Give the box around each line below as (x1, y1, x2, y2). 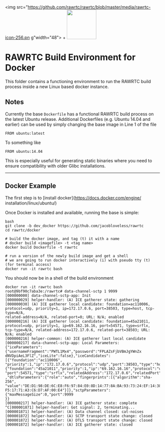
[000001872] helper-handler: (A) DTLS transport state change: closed (5, 418, 153, 423)
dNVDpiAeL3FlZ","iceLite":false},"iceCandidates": (5, 353, 111, 358)
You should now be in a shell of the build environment (5, 275, 114, 281)
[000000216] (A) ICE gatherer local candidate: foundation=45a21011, (5, 319, 151, 324)
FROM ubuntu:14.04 (5, 149, 43, 154)
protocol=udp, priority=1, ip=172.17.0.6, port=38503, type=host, (5, 306, 144, 311)
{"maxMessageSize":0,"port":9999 (5, 392, 74, 397)
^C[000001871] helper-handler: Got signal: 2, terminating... (5, 405, 135, 410)
